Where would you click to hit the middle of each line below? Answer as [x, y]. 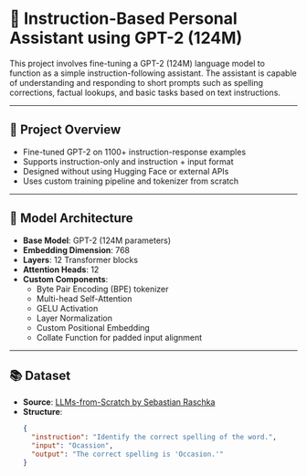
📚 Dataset [40, 375]
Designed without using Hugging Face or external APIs [126, 171]
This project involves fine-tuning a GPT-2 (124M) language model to [137, 63]
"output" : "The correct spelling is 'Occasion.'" [127, 454]
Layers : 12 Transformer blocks [80, 259]
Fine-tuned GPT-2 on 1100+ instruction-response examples [134, 152]
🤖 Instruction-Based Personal [123, 19]
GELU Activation [67, 308]
